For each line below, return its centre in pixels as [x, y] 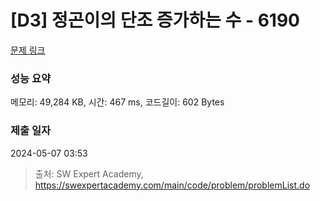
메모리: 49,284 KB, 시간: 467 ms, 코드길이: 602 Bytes [117, 102]
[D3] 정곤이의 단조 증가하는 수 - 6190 [155, 20]
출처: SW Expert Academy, [89, 173]
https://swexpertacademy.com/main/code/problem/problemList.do [172, 185]
